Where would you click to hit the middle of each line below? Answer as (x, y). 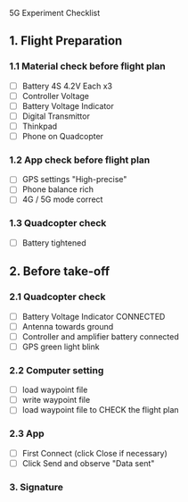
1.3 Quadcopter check (58, 223)
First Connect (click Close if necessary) (94, 453)
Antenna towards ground (68, 326)
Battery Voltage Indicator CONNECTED (94, 316)
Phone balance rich (58, 189)
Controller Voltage (56, 96)
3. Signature (37, 487)
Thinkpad (40, 126)
